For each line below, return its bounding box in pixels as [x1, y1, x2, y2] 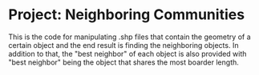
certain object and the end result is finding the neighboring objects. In [8, 40, 239, 49]
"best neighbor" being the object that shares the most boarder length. [8, 57, 239, 67]
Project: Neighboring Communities [8, 6, 245, 24]
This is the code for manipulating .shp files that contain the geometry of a [8, 32, 251, 41]
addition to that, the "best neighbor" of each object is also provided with [8, 49, 247, 58]
